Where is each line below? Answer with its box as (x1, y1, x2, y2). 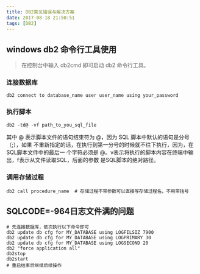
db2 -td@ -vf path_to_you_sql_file (6, 122, 97, 128)
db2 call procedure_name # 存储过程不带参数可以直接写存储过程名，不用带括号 (6, 188, 189, 195)
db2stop (6, 250, 26, 256)
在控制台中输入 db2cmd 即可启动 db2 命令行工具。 (21, 61, 149, 69)
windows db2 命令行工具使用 (6, 44, 117, 55)
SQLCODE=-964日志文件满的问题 (6, 206, 134, 217)
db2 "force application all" (6, 245, 80, 251)
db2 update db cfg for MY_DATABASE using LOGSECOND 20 (6, 240, 149, 246)
